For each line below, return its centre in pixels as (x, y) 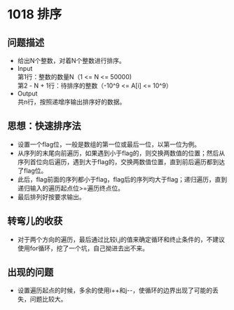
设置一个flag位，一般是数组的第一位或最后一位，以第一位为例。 (109, 144)
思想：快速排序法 (44, 126)
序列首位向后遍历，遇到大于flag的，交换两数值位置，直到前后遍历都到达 (121, 161)
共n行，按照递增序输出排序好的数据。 (71, 102)
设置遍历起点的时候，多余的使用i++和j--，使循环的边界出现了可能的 (115, 290)
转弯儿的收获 (35, 221)
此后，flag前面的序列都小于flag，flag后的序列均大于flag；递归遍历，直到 (122, 179)
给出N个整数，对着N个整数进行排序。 (71, 61)
